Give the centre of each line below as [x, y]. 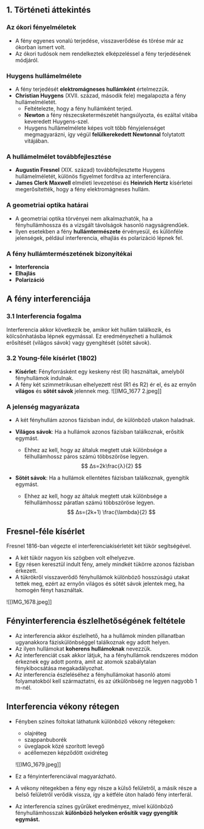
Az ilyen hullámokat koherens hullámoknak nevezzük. [83, 649]
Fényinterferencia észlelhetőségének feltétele [96, 621]
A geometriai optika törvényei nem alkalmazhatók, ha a [84, 218]
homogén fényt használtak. [49, 590]
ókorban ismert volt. [40, 47]
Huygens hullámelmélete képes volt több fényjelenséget [95, 128]
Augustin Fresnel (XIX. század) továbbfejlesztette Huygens [90, 170]
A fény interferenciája [49, 299]
